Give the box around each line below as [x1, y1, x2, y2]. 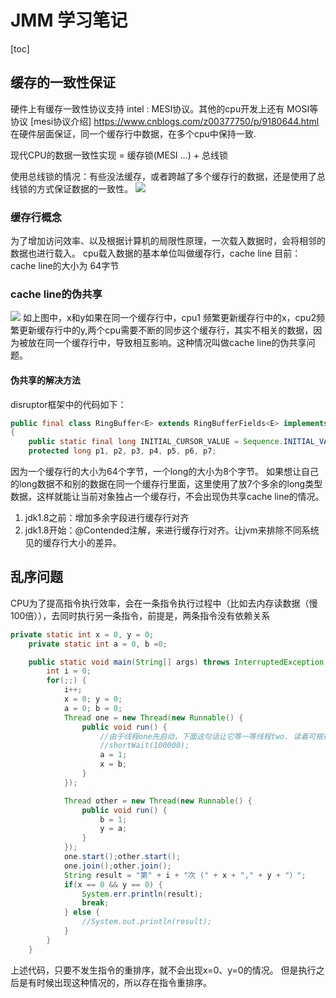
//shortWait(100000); [99, 741, 190, 751]
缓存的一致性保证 [10, 74, 116, 91]
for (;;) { [46, 676, 87, 686]
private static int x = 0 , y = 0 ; [10, 629, 155, 640]
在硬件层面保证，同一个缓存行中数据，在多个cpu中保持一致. [10, 127, 257, 140]
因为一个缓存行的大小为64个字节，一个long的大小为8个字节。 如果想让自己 [10, 466, 319, 478]
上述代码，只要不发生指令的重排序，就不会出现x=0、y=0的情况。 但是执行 [10, 964, 317, 976]
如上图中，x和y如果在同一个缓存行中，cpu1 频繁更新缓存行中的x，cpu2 [22, 312, 317, 324]
